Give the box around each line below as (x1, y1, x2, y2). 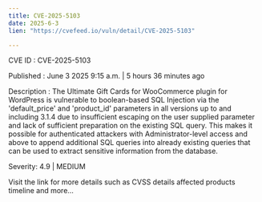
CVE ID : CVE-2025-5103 (8, 55, 91, 65)
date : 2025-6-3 (8, 19, 59, 27)
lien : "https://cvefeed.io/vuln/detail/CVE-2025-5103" (8, 26, 195, 34)
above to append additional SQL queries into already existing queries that (8, 138, 251, 147)
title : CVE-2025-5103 (8, 11, 81, 20)
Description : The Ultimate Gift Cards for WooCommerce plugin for (8, 87, 228, 96)
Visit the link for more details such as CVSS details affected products (8, 177, 236, 187)
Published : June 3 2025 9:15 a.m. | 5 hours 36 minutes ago (8, 71, 205, 81)
